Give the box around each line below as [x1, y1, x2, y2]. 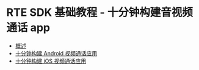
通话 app [6, 21, 51, 35]
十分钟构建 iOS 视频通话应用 [15, 57, 87, 65]
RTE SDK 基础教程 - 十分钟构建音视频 [6, 5, 194, 19]
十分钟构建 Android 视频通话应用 [15, 49, 98, 57]
